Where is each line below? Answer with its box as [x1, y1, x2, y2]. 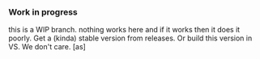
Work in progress [8, 6, 79, 18]
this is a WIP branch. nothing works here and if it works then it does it [8, 25, 241, 35]
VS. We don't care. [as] [8, 42, 87, 52]
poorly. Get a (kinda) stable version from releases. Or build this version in [8, 33, 253, 43]
